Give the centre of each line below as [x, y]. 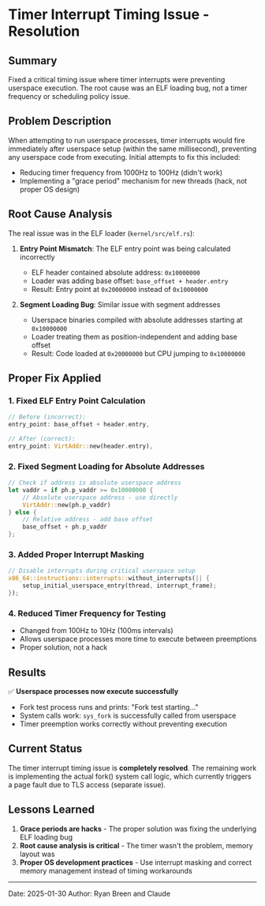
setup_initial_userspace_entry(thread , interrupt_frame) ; [119, 586]
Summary [33, 61]
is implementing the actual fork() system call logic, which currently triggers [130, 776]
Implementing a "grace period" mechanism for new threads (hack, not [133, 180]
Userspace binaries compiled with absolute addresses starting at [137, 320]
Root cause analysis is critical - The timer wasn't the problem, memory [136, 845]
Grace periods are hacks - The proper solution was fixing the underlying [138, 828]
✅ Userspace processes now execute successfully [93, 692]
